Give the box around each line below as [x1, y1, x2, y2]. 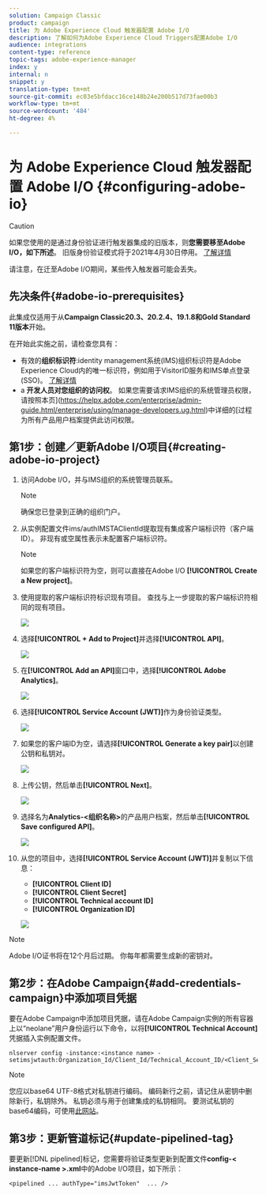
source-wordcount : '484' [9, 108, 91, 115]
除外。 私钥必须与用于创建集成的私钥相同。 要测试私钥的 [50, 1096, 234, 1106]
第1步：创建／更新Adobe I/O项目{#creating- [9, 441, 227, 454]
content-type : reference [9, 48, 91, 56]
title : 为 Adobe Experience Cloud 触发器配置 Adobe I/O [9, 26, 189, 34]
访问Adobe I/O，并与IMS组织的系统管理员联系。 [20, 475, 177, 485]
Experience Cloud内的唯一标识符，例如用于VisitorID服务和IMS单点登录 [20, 365, 251, 375]
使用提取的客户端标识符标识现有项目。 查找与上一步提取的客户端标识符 [20, 592, 251, 602]
